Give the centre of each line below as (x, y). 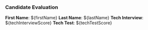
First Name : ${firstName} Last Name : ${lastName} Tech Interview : (74, 18)
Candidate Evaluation (32, 7)
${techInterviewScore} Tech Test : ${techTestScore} (59, 23)
